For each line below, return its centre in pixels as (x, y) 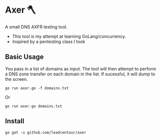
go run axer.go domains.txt (34, 106)
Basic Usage (24, 57)
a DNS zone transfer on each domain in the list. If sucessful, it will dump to (80, 74)
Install (15, 121)
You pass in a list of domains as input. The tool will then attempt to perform (81, 69)
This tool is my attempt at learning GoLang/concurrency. (69, 36)
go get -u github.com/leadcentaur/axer (46, 132)
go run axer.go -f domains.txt (37, 88)
